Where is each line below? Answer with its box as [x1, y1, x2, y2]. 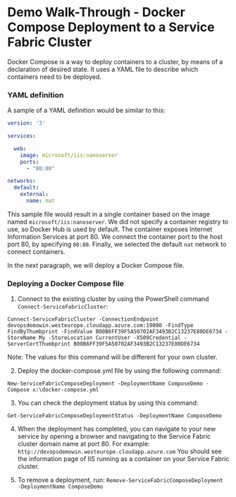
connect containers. [7, 247, 66, 256]
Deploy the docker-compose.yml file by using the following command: [17, 367, 222, 375]
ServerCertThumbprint [7, 340, 71, 348]
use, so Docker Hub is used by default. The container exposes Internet [7, 225, 213, 233]
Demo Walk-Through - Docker [7, 4, 185, 20]
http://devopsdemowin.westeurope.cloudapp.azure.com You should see [17, 447, 222, 455]
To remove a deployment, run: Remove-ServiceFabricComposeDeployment [17, 476, 223, 484]
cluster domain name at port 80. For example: [17, 440, 150, 448]
